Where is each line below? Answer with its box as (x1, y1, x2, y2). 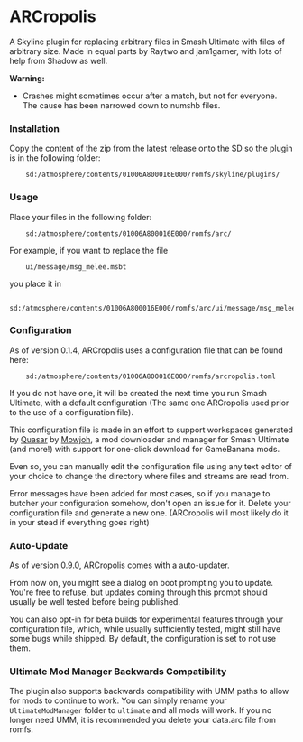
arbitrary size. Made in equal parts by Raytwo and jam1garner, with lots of (9, 45, 282, 56)
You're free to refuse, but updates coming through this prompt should (9, 587, 268, 598)
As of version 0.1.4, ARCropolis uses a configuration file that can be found (9, 345, 284, 356)
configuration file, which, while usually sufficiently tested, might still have (9, 624, 281, 635)
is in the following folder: (9, 153, 101, 163)
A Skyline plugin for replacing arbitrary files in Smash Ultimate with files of (9, 36, 286, 47)
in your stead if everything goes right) (9, 516, 151, 527)
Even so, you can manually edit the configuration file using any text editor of (9, 460, 293, 471)
